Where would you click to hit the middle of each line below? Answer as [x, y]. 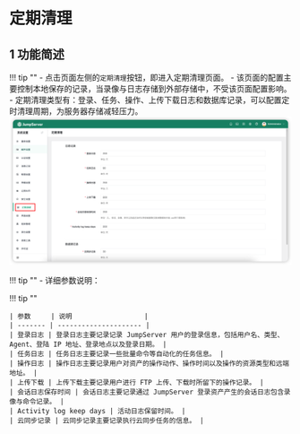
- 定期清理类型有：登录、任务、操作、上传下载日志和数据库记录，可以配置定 [150, 100]
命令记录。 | [43, 402]
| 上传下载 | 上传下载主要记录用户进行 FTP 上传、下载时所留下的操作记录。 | [137, 383]
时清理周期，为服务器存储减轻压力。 [76, 111]
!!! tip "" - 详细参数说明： [55, 281]
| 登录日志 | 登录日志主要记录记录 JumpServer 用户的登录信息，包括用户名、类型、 [147, 335]
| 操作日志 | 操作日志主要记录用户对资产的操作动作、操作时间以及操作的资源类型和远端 [149, 364]
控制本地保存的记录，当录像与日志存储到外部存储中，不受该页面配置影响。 [154, 89]
